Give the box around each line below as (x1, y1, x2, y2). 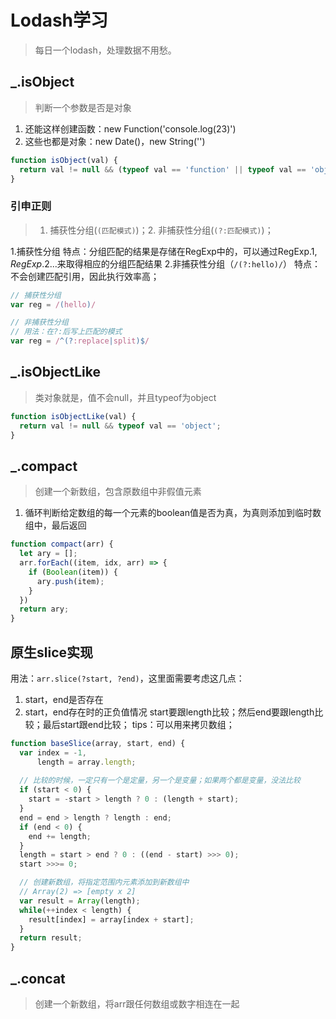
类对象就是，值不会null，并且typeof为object (34, 391, 217, 403)
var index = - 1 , (19, 747, 87, 758)
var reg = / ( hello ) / (10, 299, 97, 310)
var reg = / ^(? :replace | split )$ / (10, 336, 150, 346)
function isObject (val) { (10, 155, 118, 165)
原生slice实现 (10, 644, 94, 661)
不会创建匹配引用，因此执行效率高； (10, 270, 160, 282)
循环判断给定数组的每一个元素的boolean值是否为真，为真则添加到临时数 (24, 507, 322, 519)
